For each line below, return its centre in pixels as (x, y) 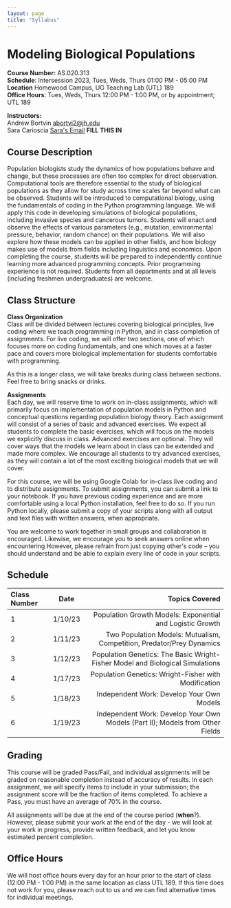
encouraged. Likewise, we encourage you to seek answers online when (108, 539)
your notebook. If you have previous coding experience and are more (105, 496)
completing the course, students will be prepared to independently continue (114, 256)
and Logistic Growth (188, 623)
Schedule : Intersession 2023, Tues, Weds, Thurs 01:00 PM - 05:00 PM (108, 81)
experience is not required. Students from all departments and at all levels (112, 271)
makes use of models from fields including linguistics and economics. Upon (114, 250)
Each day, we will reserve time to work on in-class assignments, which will (112, 402)
